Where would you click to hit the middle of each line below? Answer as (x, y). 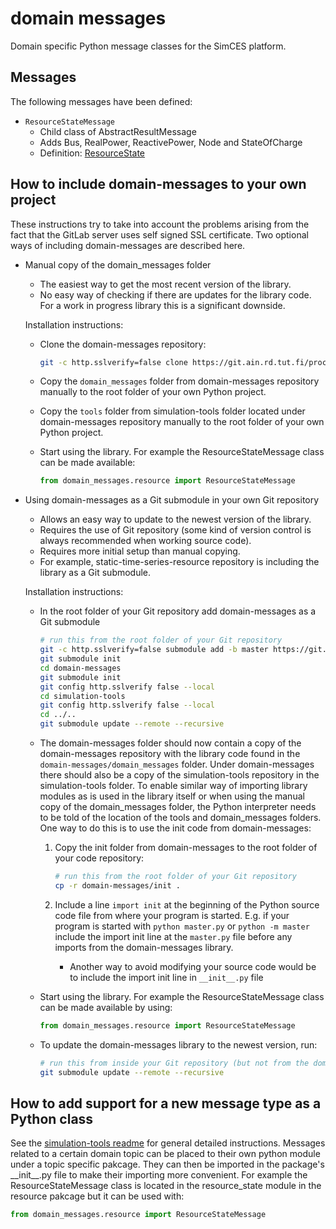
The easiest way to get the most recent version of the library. (165, 284)
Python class (52, 1118)
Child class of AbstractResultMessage (118, 131)
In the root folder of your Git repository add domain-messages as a (178, 611)
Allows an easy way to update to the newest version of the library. (175, 519)
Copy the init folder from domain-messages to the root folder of (186, 848)
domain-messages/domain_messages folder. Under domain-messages (177, 764)
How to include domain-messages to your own (158, 184)
